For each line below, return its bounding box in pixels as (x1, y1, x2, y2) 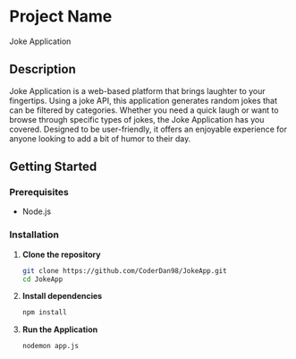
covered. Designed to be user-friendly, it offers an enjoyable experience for (9, 124, 288, 134)
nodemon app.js (21, 342, 80, 351)
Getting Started (9, 159, 97, 175)
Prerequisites (9, 186, 69, 199)
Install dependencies (21, 291, 103, 302)
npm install (21, 308, 67, 317)
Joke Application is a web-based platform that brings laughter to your (9, 85, 266, 96)
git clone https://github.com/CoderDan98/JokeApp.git (21, 266, 227, 275)
